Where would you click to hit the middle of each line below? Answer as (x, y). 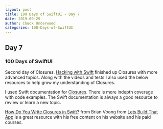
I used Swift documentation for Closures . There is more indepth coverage (79, 92)
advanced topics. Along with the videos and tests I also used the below (77, 77)
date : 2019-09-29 (23, 19)
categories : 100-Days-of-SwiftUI (39, 28)
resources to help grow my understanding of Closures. (60, 82)
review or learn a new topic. (33, 102)
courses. (14, 122)
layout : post (18, 10)
